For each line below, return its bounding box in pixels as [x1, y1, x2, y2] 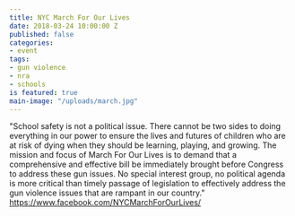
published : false [9, 30, 74, 39]
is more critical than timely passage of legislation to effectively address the [9, 178, 286, 189]
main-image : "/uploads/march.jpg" [9, 96, 139, 106]
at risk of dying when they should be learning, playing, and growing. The [9, 140, 277, 151]
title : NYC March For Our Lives [9, 13, 130, 22]
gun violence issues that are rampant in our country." [9, 187, 205, 198]
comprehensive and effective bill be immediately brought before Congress [9, 159, 284, 170]
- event [9, 47, 39, 56]
